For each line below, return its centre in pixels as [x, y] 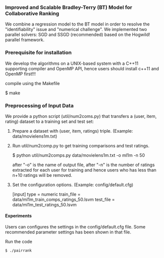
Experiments [18, 216]
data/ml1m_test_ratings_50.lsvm [45, 204]
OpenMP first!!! [20, 74]
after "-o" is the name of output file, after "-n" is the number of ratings [83, 165]
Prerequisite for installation [38, 53]
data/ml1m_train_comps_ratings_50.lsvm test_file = [64, 199]
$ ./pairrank [18, 251]
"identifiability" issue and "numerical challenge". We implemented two [76, 29]
